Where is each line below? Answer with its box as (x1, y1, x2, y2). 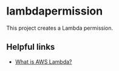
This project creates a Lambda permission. (6, 24, 114, 32)
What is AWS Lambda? (15, 58, 72, 65)
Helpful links (6, 42, 55, 52)
